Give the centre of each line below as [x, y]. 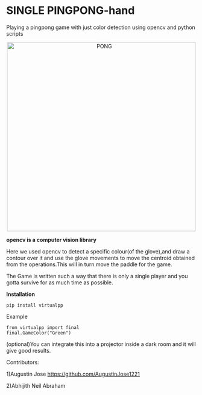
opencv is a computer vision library [51, 240]
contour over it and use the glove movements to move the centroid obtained [100, 258]
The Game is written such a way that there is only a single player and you [97, 276]
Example [17, 316]
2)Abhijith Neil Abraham [36, 385]
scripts [15, 33]
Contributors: [23, 362]
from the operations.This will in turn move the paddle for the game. [89, 264]
